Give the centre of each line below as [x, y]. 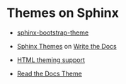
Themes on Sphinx [63, 13]
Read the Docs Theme [49, 73]
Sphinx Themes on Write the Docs [67, 46]
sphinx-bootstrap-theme [53, 32]
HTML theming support [51, 60]
